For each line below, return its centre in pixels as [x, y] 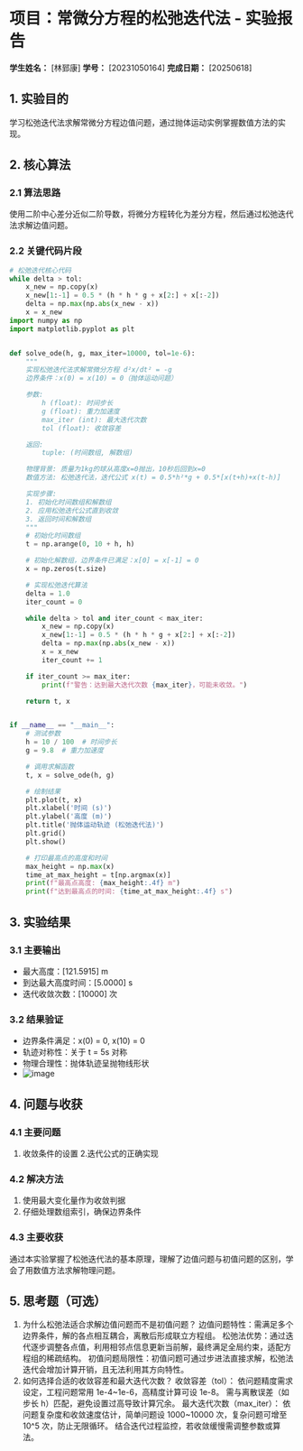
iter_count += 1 [72, 660]
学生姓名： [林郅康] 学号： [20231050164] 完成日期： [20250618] [131, 68]
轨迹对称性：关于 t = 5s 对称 [75, 1052]
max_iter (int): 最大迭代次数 [94, 420]
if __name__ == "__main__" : [62, 725]
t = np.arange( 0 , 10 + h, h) [80, 544]
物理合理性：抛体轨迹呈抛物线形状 [86, 1063]
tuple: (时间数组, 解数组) [87, 453]
